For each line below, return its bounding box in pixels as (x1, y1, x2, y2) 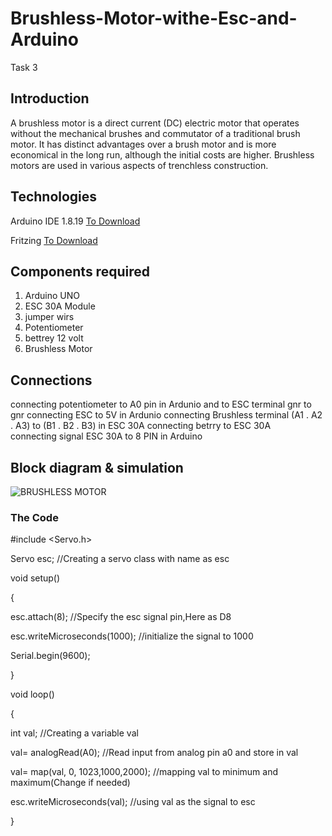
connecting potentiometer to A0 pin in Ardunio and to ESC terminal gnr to (10, 398, 312, 411)
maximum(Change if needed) (10, 777, 131, 789)
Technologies (10, 188, 98, 206)
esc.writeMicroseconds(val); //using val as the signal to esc (10, 796, 256, 808)
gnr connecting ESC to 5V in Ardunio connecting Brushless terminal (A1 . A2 (10, 409, 323, 421)
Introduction (10, 90, 90, 107)
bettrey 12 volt (24, 332, 84, 344)
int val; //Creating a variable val (10, 727, 139, 739)
